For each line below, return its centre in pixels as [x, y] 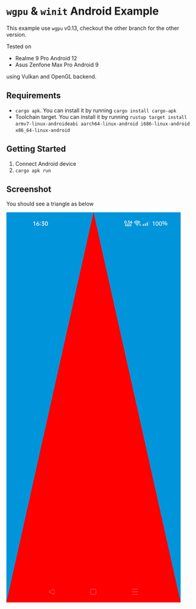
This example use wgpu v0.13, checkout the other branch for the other [93, 28]
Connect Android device [46, 163]
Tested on [19, 46]
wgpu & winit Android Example [83, 11]
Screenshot [29, 189]
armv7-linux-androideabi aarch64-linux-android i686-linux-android [102, 124]
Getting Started [36, 149]
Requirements [33, 96]
